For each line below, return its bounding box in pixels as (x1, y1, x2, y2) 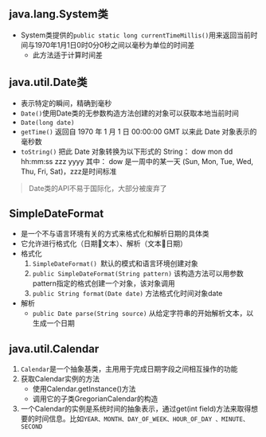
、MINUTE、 (215, 416, 249, 423)
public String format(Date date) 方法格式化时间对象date (32, 289, 223, 298)
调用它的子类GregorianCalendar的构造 (32, 394, 158, 404)
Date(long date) (20, 119, 75, 127)
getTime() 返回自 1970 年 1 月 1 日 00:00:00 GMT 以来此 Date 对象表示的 (20, 127, 257, 136)
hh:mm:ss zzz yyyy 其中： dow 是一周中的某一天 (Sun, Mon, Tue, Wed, (20, 156, 254, 166)
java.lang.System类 (9, 7, 108, 21)
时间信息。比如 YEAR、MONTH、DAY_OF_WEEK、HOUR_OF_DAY (34, 414, 213, 423)
